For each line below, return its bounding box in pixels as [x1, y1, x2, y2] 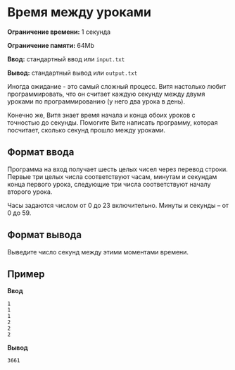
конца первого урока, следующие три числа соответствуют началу [7, 180, 211, 188]
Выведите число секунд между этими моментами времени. [7, 247, 189, 256]
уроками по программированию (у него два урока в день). [7, 97, 185, 106]
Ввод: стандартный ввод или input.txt [7, 54, 125, 63]
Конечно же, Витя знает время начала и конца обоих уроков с [7, 111, 196, 119]
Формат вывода [7, 229, 82, 241]
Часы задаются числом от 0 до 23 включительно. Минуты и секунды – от [7, 201, 229, 209]
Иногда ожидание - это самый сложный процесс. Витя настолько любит [7, 82, 227, 90]
